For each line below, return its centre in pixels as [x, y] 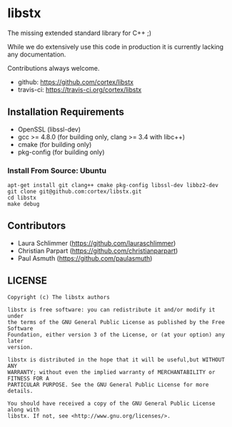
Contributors [37, 226]
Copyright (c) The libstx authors [59, 297]
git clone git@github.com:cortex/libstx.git [75, 192]
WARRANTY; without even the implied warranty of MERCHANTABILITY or [111, 372]
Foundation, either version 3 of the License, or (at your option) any [116, 335]
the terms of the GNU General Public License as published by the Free [116, 322]
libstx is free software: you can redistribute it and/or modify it [111, 310]
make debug [24, 204]
